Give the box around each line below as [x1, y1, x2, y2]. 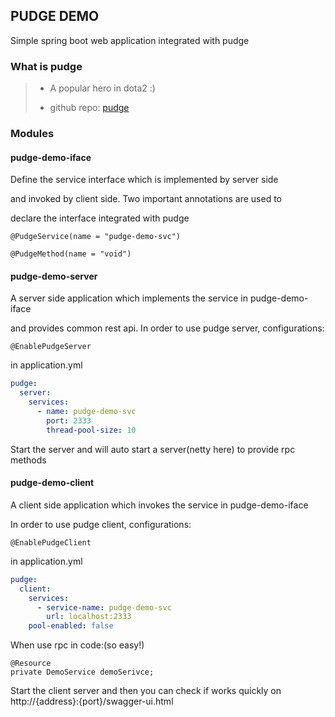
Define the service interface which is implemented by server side [10, 174, 279, 186]
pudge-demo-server [10, 270, 98, 282]
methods [10, 454, 47, 466]
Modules [10, 127, 55, 141]
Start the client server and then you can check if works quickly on [10, 685, 282, 697]
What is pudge [10, 59, 83, 73]
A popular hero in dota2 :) [49, 82, 156, 94]
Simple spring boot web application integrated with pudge [10, 34, 250, 46]
